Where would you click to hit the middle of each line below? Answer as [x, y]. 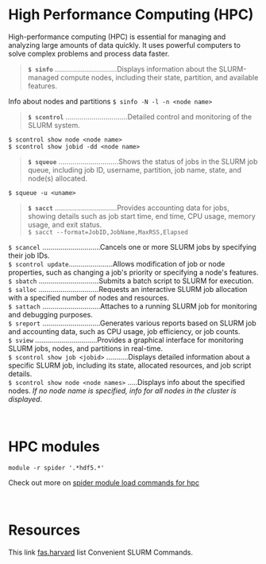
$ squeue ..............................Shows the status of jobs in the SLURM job [143, 161]
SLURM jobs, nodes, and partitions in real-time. [86, 348]
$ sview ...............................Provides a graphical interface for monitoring [126, 340]
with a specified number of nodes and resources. [89, 298]
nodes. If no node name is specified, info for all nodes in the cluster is [122, 391]
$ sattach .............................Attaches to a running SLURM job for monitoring [133, 306]
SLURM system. [54, 125]
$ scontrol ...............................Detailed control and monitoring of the [140, 116]
